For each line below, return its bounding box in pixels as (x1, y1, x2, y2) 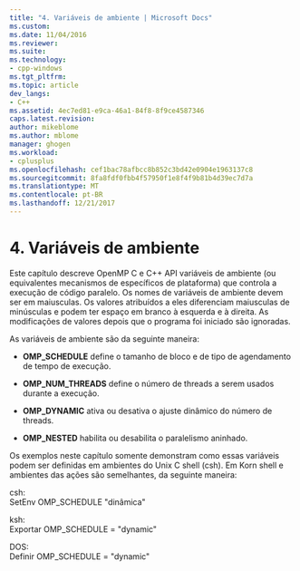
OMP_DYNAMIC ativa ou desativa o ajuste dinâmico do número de (22, 405, 273, 416)
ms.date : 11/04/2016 (9, 30, 88, 39)
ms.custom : (9, 22, 51, 31)
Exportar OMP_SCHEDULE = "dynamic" (9, 523, 157, 535)
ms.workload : (9, 148, 59, 157)
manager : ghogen (9, 140, 71, 149)
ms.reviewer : (9, 38, 59, 48)
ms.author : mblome (9, 131, 79, 140)
